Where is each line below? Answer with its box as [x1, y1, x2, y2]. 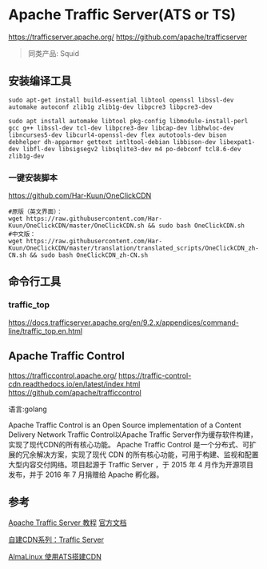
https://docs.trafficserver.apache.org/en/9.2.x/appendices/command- [8, 318, 240, 327]
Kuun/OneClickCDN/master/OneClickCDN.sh [8, 222, 145, 230]
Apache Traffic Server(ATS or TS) [8, 6, 237, 24]
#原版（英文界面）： [8, 208, 63, 216]
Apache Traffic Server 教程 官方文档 [8, 518, 127, 527]
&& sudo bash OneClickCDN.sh [147, 222, 245, 230]
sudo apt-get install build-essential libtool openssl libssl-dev [8, 96, 234, 104]
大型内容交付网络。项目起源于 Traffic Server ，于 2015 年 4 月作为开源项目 [8, 459, 254, 469]
